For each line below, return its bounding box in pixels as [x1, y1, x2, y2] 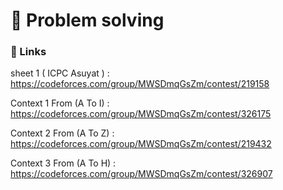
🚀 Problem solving [10, 9, 165, 32]
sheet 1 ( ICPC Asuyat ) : [10, 67, 110, 79]
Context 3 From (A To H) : [10, 157, 117, 169]
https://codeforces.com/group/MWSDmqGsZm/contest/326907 [10, 168, 273, 180]
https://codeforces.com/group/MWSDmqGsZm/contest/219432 [10, 138, 272, 150]
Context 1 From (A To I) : [10, 97, 110, 109]
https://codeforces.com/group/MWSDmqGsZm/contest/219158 [10, 78, 270, 90]
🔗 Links [10, 45, 47, 59]
